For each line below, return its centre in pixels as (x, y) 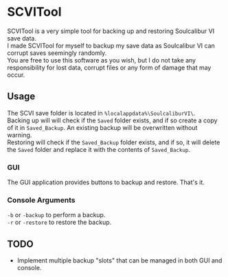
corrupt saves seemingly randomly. (57, 53)
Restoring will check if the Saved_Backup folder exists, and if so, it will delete (114, 142)
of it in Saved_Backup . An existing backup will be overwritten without (102, 127)
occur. (16, 75)
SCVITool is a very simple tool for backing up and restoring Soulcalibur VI (111, 31)
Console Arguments (41, 200)
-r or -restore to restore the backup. (59, 222)
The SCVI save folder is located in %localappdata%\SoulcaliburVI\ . (101, 113)
